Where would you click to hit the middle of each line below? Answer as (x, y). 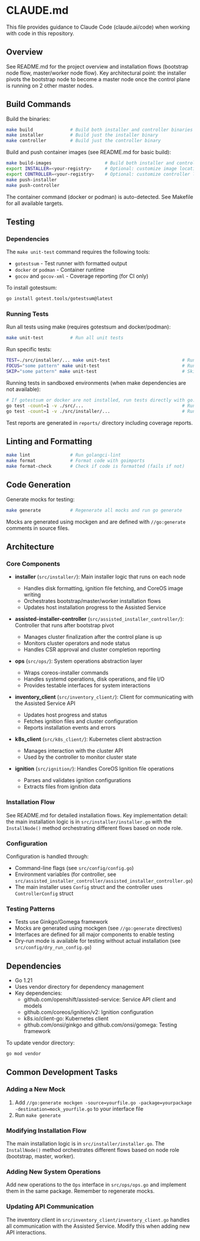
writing (32, 595)
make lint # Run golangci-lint (63, 455)
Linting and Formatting (49, 441)
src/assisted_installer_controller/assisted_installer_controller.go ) (104, 880)
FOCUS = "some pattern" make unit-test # (96, 366)
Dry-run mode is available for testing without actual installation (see (98, 941)
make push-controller (33, 185)
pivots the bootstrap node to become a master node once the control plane (98, 79)
